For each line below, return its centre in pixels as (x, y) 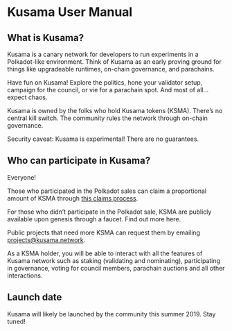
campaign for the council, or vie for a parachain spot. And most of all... (108, 90)
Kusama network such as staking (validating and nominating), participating (114, 260)
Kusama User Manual (70, 12)
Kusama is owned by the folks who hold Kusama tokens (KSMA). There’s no (115, 111)
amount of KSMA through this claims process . (73, 198)
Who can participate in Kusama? (79, 161)
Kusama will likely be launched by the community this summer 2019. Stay (111, 314)
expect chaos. (27, 97)
